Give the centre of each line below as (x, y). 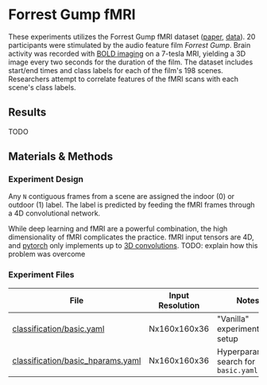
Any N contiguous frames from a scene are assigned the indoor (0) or (122, 196)
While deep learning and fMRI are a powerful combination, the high (118, 229)
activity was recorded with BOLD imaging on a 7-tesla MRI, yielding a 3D (127, 53)
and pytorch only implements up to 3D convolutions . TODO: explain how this (133, 246)
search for (236, 361)
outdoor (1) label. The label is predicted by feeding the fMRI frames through (132, 205)
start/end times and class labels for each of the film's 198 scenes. (116, 70)
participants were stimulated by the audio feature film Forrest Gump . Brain (130, 45)
